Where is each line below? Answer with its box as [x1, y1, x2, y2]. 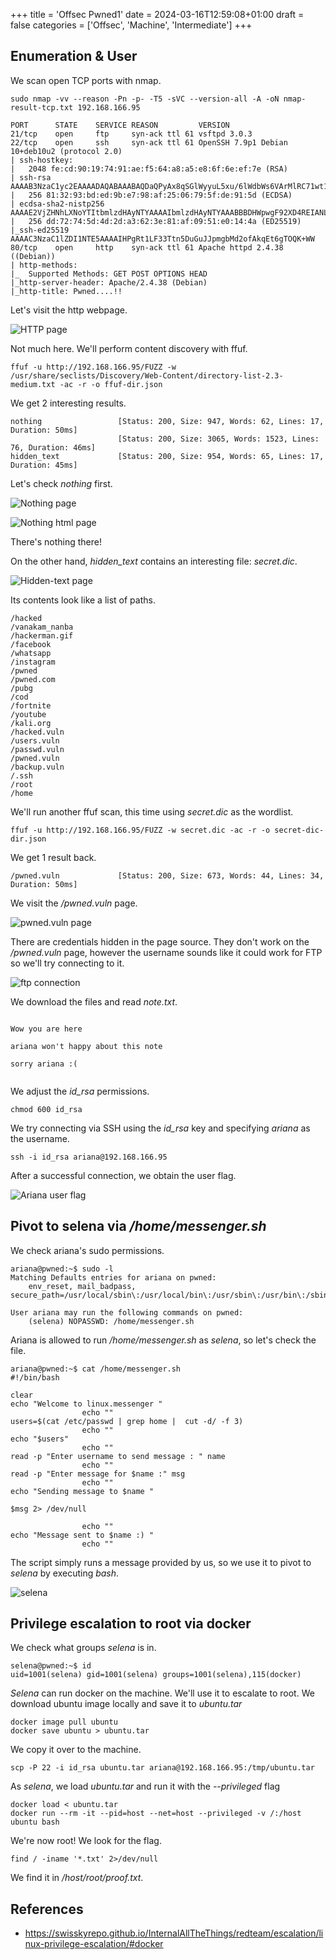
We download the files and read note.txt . [10, 995, 178, 1008]
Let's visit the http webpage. [10, 304, 128, 316]
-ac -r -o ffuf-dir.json [59, 379, 163, 389]
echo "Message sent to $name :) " [10, 1530, 155, 1540]
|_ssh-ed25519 [10, 225, 70, 235]
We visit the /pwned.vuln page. [10, 897, 138, 909]
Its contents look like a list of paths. [10, 594, 156, 606]
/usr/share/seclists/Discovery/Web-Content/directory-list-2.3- [10, 370, 284, 381]
